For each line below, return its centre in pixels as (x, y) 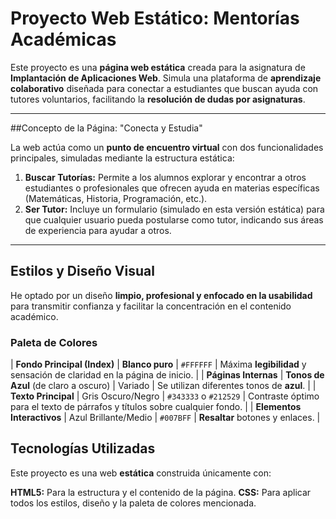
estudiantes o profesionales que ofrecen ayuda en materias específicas (172, 188)
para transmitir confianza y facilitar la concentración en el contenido (151, 306)
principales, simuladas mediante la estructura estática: (122, 158)
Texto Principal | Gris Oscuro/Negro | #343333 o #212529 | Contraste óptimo (165, 396)
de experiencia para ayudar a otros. (98, 230)
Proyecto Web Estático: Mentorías (155, 18)
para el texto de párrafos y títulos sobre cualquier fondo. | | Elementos (156, 407)
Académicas (63, 39)
